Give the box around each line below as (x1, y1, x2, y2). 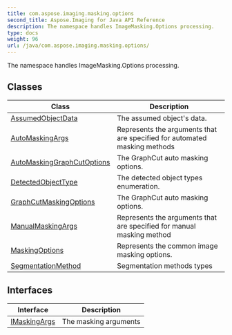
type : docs (7, 29, 39, 37)
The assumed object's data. (117, 113, 207, 123)
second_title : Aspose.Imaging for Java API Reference (7, 17, 166, 23)
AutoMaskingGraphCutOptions (10, 157, 110, 166)
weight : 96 (7, 36, 39, 43)
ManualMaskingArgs (10, 221, 78, 231)
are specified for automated (117, 133, 207, 142)
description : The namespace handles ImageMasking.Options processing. (7, 23, 215, 30)
